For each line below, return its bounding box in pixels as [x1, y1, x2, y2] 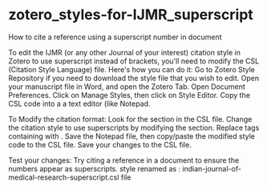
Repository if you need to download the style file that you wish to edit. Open [8, 73, 259, 83]
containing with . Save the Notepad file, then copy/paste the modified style [8, 131, 255, 141]
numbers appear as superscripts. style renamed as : [8, 164, 181, 173]
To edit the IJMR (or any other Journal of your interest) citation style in [8, 47, 241, 57]
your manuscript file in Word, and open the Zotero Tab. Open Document [8, 82, 246, 91]
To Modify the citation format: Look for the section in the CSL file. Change [8, 114, 253, 123]
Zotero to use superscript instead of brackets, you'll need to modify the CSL [8, 56, 260, 66]
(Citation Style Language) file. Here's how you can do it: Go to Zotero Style [8, 64, 255, 74]
